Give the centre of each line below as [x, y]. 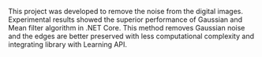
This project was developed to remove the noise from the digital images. [125, 11]
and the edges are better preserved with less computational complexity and [131, 36]
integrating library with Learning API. [68, 45]
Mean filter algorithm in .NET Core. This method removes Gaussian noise [127, 28]
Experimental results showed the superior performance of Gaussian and [125, 20]
